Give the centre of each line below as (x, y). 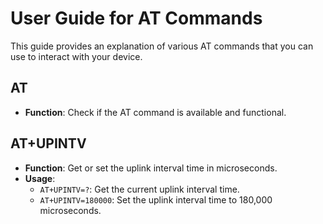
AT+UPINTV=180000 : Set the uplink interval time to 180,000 (156, 199)
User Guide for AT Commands (136, 18)
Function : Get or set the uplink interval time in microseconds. (151, 168)
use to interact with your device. (76, 56)
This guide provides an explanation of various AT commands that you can (162, 46)
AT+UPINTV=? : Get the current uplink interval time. (139, 189)
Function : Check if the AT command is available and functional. (155, 112)
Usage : (40, 178)
